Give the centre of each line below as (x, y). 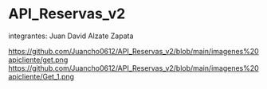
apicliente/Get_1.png (41, 76)
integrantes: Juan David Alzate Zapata (71, 36)
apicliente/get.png (38, 60)
